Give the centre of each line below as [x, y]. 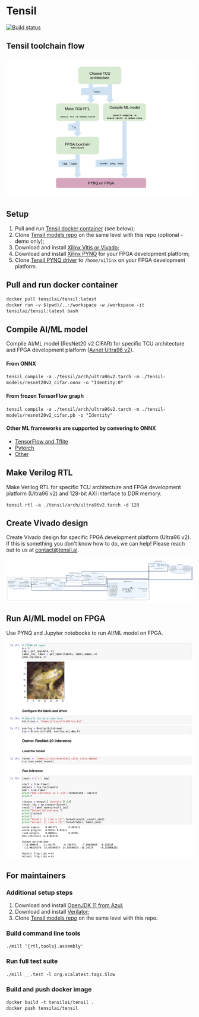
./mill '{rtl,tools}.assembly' [45, 946]
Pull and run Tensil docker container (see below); [75, 228]
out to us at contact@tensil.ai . [42, 550]
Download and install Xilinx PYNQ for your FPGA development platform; [102, 254]
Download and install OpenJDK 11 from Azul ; [69, 905]
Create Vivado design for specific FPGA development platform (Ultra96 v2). [99, 537]
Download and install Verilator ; [52, 912]
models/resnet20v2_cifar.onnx [44, 383]
